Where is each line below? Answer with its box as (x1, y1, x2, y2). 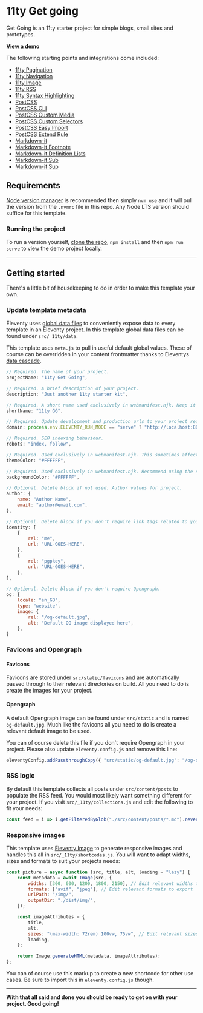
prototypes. (6, 30, 35, 38)
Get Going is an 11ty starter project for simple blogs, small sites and (6, 24, 173, 32)
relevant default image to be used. (6, 727, 92, 734)
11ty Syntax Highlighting (14, 92, 75, 99)
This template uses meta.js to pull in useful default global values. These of (6, 344, 192, 351)
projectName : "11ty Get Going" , (6, 374, 88, 381)
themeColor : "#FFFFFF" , (6, 457, 66, 464)
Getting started (6, 268, 65, 279)
